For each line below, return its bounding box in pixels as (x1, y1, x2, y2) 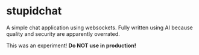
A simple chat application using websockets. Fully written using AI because (6, 24, 193, 31)
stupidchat (6, 4, 62, 18)
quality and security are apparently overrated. (6, 30, 121, 37)
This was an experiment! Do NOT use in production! (6, 42, 137, 49)
